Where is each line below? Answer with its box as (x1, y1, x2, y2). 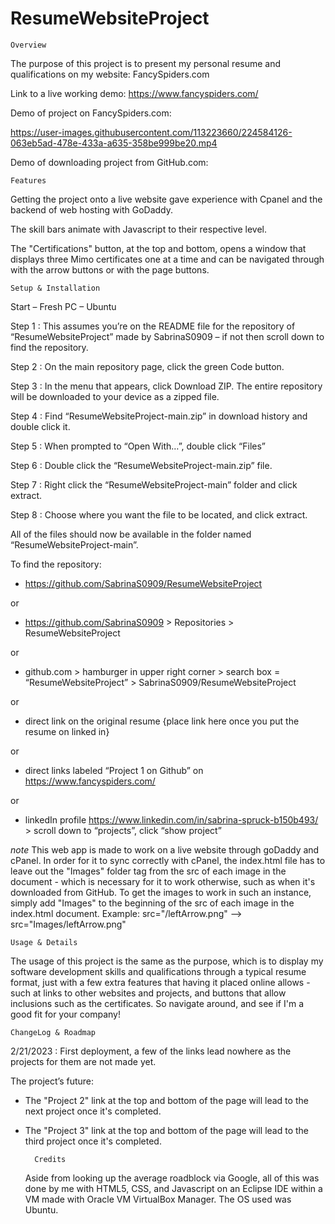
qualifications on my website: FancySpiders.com (10, 68, 210, 80)
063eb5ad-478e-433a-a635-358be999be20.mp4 (10, 137, 218, 149)
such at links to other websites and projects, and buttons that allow (10, 987, 287, 999)
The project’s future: (10, 1075, 95, 1087)
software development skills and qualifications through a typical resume (10, 965, 307, 977)
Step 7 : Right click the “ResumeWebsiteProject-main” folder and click (10, 478, 298, 491)
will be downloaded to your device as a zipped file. (10, 390, 220, 402)
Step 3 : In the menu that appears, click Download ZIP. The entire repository (10, 380, 323, 392)
